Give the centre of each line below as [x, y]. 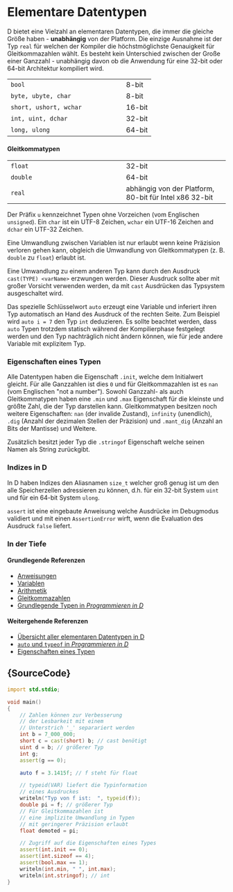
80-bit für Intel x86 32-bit [170, 198]
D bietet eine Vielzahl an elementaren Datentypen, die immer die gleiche [110, 31]
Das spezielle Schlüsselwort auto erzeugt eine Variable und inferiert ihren [112, 307]
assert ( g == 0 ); [43, 760]
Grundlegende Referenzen [46, 560]
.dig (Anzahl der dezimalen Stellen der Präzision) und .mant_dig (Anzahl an [115, 421]
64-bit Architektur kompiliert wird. [55, 68]
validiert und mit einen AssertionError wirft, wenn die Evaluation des [105, 518]
